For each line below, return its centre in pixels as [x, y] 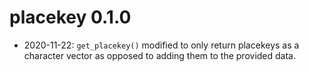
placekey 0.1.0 [70, 17]
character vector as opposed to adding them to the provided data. [159, 55]
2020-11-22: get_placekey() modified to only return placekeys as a [161, 45]
